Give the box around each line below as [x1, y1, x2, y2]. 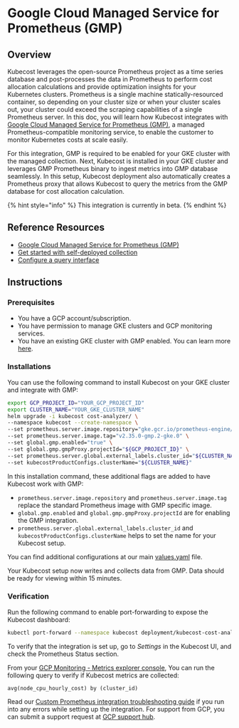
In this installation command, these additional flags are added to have [7, 472, 211, 480]
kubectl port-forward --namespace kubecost [7, 629, 139, 636]
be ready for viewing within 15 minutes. [7, 573, 122, 582]
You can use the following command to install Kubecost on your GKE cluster [7, 378, 230, 386]
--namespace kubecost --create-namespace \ [7, 419, 139, 427]
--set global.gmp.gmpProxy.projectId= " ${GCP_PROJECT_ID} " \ [7, 445, 190, 453]
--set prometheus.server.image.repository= [7, 426, 139, 433]
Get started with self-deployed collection [17, 248, 138, 256]
